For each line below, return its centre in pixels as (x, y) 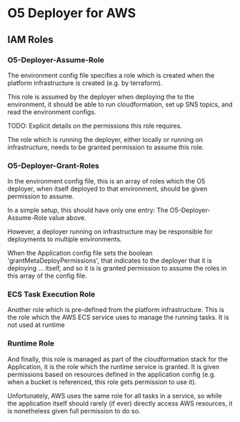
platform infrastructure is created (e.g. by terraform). (85, 83)
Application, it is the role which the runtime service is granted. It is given (114, 366)
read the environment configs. (52, 111)
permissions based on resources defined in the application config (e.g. (111, 374)
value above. (68, 218)
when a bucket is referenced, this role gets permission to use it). (102, 382)
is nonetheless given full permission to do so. (74, 411)
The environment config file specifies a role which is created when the (111, 75)
